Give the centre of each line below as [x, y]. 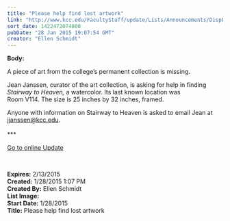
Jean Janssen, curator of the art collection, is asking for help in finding [107, 85]
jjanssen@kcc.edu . [34, 120]
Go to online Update [35, 148]
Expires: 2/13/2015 [34, 174]
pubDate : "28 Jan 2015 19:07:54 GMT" [61, 32]
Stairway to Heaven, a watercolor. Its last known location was [94, 92]
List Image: [23, 196]
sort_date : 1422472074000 [44, 26]
